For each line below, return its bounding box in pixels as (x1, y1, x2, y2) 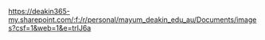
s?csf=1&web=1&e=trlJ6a (8, 24, 92, 32)
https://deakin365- (8, 7, 70, 16)
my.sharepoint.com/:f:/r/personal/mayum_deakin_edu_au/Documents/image (8, 15, 257, 24)
